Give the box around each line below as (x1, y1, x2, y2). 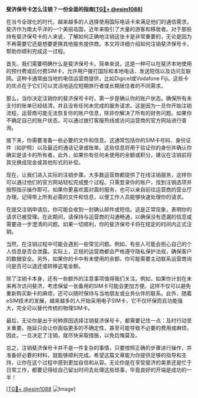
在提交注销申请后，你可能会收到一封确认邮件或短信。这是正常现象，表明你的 (6, 206, 192, 213)
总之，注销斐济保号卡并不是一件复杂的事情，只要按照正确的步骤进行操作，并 (6, 344, 192, 351)
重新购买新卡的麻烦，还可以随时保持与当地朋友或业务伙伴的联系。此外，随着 (6, 290, 192, 297)
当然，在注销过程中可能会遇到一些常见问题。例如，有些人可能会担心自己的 (6, 241, 187, 247)
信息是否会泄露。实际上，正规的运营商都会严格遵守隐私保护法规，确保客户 (11, 248, 192, 255)
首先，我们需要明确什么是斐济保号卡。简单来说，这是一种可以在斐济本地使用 (6, 60, 192, 67)
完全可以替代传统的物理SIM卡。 (16, 304, 93, 311)
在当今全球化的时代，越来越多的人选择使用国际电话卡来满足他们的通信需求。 (6, 18, 192, 25)
